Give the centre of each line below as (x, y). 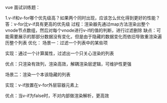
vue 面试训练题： (23, 7)
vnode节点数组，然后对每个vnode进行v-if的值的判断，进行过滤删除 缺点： (81, 30)
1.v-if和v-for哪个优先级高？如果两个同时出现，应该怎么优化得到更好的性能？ (83, 18)
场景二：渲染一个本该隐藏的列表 (38, 74)
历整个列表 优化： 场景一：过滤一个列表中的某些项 (56, 43)
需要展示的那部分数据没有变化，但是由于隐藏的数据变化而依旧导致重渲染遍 (85, 37)
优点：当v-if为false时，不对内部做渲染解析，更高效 (57, 96)
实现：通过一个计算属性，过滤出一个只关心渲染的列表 (60, 53)
